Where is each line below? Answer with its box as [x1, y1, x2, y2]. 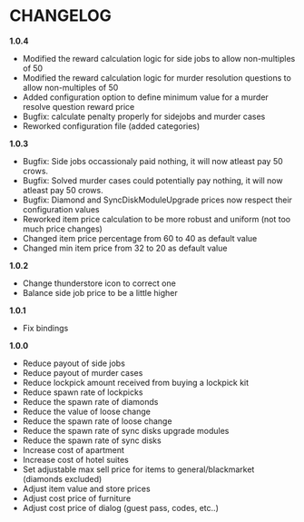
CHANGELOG [9, 5, 112, 26]
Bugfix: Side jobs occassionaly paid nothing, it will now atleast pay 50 [22, 155, 283, 166]
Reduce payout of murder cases [22, 367, 143, 378]
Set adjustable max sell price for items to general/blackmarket [22, 464, 255, 475]
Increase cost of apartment [22, 444, 125, 455]
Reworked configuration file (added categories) [22, 120, 201, 132]
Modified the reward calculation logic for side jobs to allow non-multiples [22, 53, 296, 64]
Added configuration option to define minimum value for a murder [22, 92, 270, 103]
